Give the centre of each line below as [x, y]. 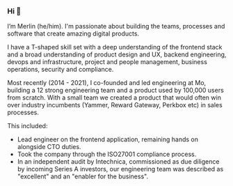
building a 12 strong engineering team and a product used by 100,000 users [115, 91]
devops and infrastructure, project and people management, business [107, 62]
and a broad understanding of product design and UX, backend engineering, [117, 54]
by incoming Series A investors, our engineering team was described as [120, 169]
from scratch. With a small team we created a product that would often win [114, 98]
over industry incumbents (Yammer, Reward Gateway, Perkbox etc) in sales [115, 105]
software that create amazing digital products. [73, 33]
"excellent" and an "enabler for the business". [82, 176]
